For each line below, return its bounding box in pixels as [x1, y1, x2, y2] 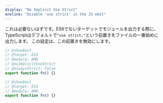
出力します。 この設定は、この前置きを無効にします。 [5, 38, 113, 44]
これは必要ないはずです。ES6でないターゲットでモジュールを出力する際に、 [5, 26, 158, 32]
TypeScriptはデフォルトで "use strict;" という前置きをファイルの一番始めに [5, 32, 159, 38]
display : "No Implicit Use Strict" [5, 7, 78, 12]
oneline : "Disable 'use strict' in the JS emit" [5, 12, 106, 17]
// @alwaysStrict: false [5, 66, 56, 71]
